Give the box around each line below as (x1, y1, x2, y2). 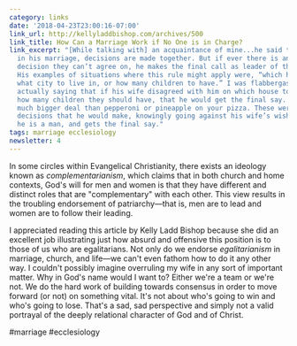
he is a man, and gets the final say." (17, 120, 164, 129)
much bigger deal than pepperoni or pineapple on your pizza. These (17, 104, 275, 112)
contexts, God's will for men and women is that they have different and (9, 179, 267, 190)
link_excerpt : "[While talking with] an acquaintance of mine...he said (9, 46, 283, 55)
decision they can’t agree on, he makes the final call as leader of (17, 63, 278, 72)
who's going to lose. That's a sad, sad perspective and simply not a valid (9, 300, 274, 311)
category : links (9, 12, 69, 22)
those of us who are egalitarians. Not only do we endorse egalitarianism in (9, 243, 281, 254)
